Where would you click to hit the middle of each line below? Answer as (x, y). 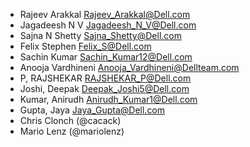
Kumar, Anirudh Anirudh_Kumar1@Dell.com (108, 99)
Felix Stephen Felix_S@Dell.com (85, 46)
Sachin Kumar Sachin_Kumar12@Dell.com (106, 57)
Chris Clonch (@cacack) (70, 120)
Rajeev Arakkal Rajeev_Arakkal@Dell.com (105, 14)
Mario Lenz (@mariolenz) (72, 131)
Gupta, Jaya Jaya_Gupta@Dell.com (92, 110)
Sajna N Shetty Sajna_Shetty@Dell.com (100, 35)
